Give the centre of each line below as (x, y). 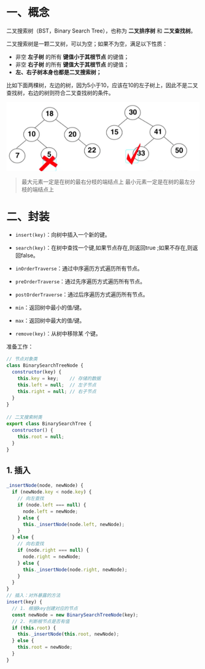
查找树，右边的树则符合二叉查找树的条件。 (60, 93)
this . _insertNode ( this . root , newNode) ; (68, 634)
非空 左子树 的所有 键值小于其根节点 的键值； (72, 56)
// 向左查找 (31, 499)
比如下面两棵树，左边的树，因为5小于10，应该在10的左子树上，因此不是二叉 (102, 85)
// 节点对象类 (22, 359)
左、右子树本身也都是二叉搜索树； (58, 72)
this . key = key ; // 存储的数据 (59, 379)
